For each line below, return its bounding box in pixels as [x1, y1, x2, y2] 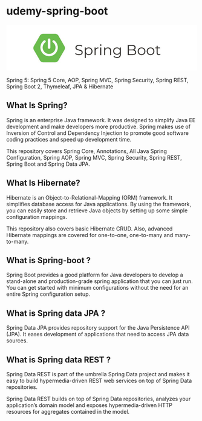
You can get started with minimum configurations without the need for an [6, 284, 189, 292]
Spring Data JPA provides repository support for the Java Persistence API [6, 324, 190, 331]
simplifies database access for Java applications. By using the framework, [6, 200, 192, 207]
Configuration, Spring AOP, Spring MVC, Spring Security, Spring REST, [6, 154, 183, 161]
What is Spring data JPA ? [6, 308, 106, 318]
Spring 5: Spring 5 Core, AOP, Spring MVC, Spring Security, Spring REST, [6, 76, 189, 83]
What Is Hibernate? [6, 178, 80, 188]
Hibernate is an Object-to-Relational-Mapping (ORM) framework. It [6, 194, 173, 201]
